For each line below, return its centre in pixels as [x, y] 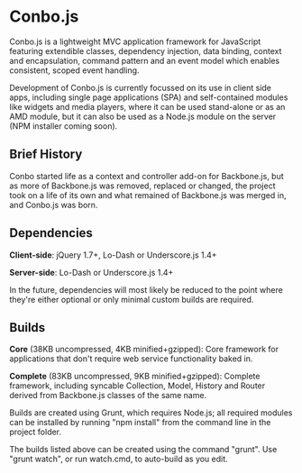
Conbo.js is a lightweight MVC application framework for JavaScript [135, 41]
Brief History [46, 155]
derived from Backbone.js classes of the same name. [108, 396]
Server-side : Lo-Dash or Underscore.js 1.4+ [92, 272]
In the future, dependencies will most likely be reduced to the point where [146, 289]
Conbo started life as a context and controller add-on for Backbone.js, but [146, 176]
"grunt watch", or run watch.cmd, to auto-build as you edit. [119, 459]
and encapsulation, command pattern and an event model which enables [145, 60]
